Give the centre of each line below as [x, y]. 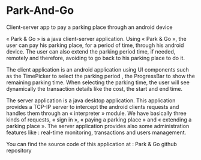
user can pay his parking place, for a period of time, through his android [95, 45]
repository [19, 150]
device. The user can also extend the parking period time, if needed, [91, 51]
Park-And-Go [40, 11]
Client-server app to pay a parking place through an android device [89, 27]
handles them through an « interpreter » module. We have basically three [97, 113]
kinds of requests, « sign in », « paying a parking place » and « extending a [99, 119]
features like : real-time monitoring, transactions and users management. [96, 132]
